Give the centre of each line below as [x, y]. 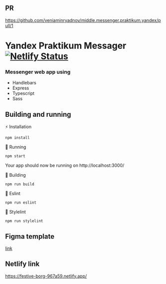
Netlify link [22, 264]
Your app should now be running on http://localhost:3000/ [65, 165]
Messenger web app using [38, 72]
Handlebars [24, 83]
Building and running [38, 114]
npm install [17, 138]
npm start [15, 156]
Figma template [30, 236]
